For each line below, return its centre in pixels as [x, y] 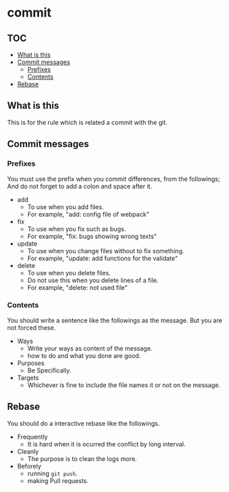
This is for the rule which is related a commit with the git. [87, 122]
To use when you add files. [66, 207]
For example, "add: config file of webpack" [88, 214]
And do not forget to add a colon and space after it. [80, 186]
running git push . [52, 473]
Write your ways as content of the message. [90, 348]
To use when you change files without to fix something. [106, 250]
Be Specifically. [49, 370]
